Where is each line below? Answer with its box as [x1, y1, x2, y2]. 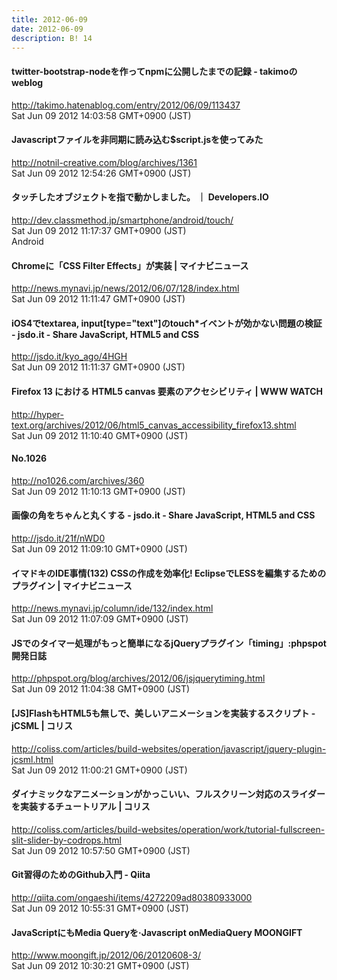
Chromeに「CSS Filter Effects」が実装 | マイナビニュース [11, 259, 249, 271]
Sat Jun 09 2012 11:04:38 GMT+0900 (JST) [11, 683, 191, 695]
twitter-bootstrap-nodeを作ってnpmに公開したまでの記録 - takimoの [11, 65, 298, 77]
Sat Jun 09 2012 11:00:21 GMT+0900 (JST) [11, 764, 188, 776]
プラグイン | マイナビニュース [11, 579, 133, 591]
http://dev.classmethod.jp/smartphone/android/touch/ [11, 214, 234, 226]
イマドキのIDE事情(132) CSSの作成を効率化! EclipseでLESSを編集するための [11, 567, 327, 579]
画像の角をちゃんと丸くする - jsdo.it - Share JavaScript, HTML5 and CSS [11, 509, 316, 521]
